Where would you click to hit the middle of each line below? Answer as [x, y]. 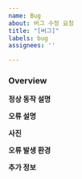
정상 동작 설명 [29, 99]
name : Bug [25, 16]
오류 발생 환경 [29, 150]
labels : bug [28, 38]
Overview [28, 81]
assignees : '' [32, 46]
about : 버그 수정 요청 [41, 23]
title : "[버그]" [34, 31]
